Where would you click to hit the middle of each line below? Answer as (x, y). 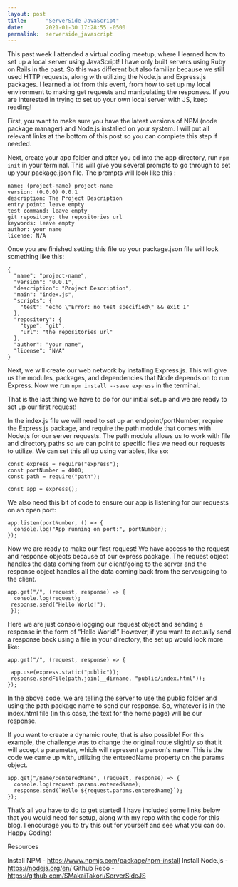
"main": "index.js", (44, 295)
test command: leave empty (47, 211)
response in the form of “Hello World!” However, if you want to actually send (119, 632)
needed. (20, 144)
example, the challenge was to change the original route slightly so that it (115, 742)
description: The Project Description (65, 198)
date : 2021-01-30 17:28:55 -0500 (67, 27)
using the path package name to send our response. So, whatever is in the (117, 706)
